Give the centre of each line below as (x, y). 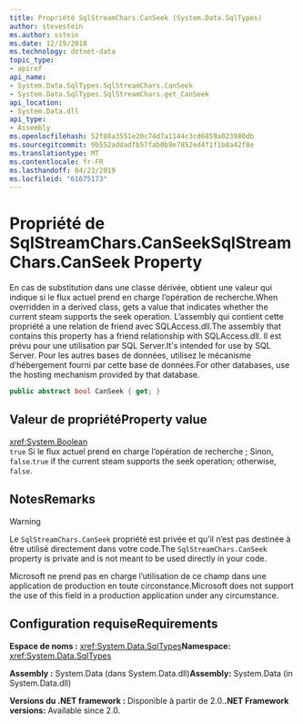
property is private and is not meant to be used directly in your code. (138, 558)
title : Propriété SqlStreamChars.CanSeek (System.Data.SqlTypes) (136, 18)
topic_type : (32, 60)
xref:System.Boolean (49, 442)
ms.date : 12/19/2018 (49, 43)
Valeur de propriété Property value (108, 420)
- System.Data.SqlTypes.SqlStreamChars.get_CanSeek (109, 94)
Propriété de (57, 224)
